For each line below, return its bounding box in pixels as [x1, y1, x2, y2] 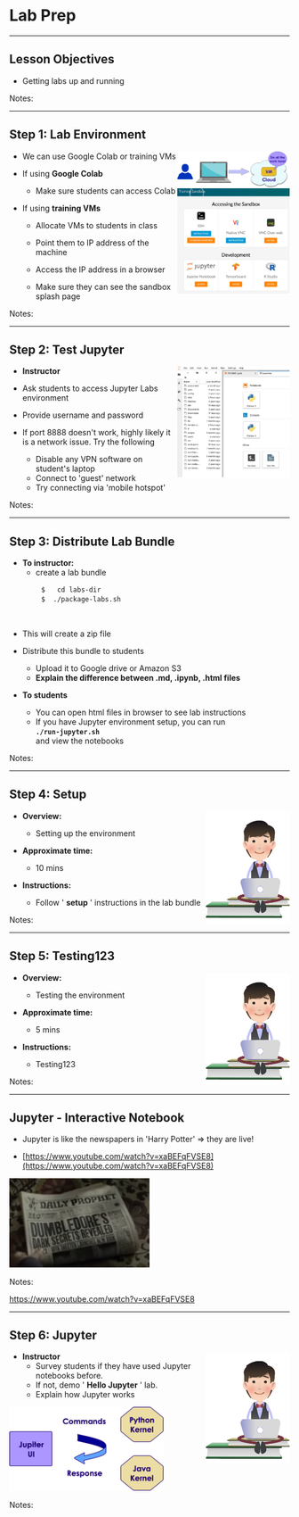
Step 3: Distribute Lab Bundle [9, 534, 175, 549]
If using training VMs [21, 203, 101, 213]
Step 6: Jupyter [9, 1327, 98, 1343]
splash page [35, 291, 81, 302]
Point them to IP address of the [35, 237, 149, 248]
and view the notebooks [35, 735, 125, 746]
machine [35, 246, 68, 257]
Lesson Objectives [9, 52, 115, 67]
